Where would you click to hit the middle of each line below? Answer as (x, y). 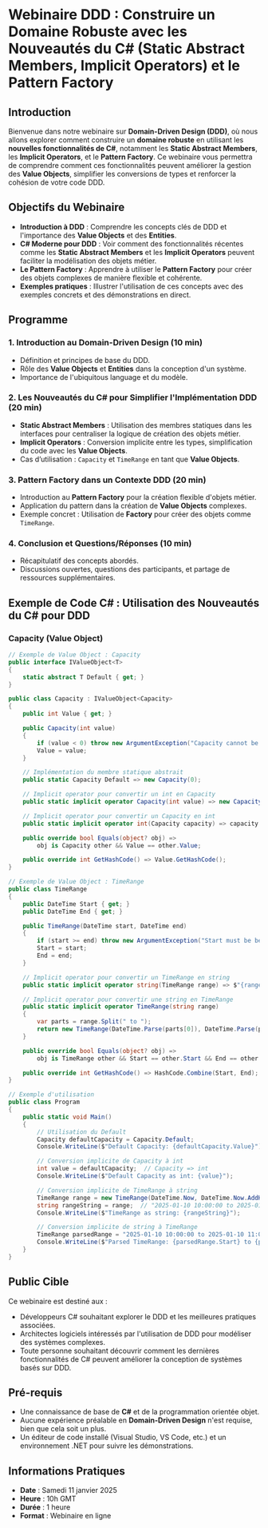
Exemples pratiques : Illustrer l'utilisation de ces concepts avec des (131, 286)
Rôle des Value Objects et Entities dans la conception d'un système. (133, 369)
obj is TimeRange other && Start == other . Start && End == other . (150, 1058)
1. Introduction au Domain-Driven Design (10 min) (106, 343)
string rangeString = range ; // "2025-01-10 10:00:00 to (135, 1205)
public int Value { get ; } (67, 714)
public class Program (44, 1102)
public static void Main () (67, 1117)
